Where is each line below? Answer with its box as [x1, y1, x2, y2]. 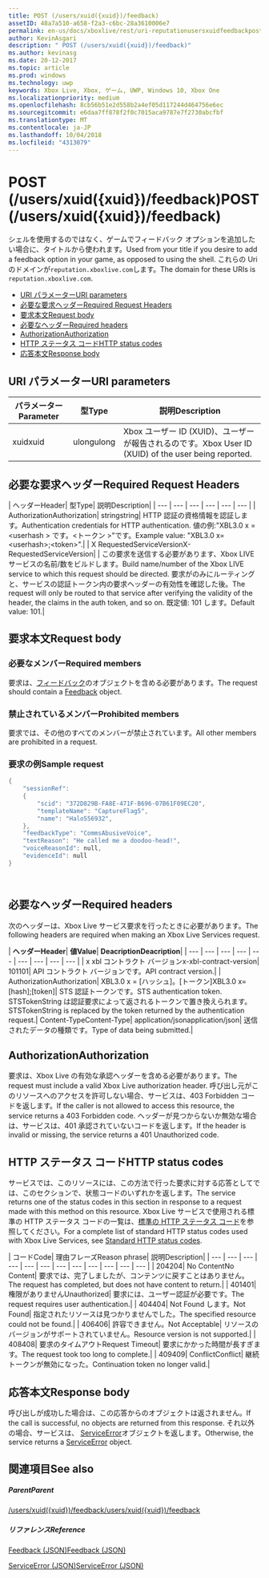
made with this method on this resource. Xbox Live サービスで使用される [8, 1207, 248, 1216]
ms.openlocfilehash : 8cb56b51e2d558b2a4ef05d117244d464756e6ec [8, 101, 224, 109]
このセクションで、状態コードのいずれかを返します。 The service [22, 1188, 236, 1198]
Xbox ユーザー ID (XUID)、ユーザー [122, 426, 255, 437]
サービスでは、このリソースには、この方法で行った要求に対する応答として [8, 1178, 254, 1188]
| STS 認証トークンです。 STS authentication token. [54, 986, 223, 996]
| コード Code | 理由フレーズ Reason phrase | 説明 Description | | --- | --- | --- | [8, 1252, 258, 1262]
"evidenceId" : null [22, 852, 88, 860]
